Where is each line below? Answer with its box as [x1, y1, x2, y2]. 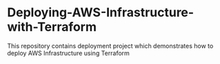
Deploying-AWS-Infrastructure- [7, 5, 194, 20]
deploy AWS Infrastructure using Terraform [7, 49, 130, 57]
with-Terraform [7, 19, 97, 35]
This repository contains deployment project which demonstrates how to [7, 42, 214, 50]
